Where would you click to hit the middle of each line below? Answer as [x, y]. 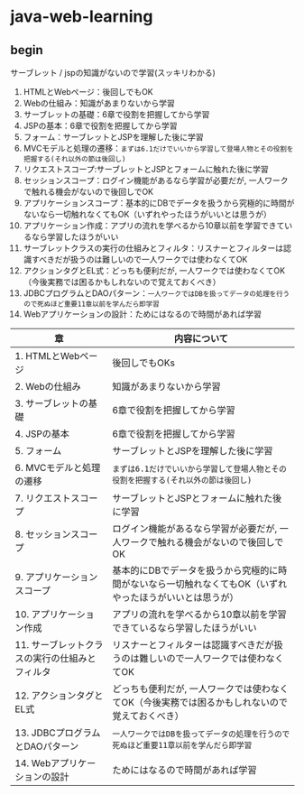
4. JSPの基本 [42, 434]
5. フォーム [38, 451]
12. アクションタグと [59, 695]
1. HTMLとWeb [47, 356]
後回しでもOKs [143, 363]
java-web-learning [82, 17]
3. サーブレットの [52, 403]
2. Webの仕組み [48, 387]
